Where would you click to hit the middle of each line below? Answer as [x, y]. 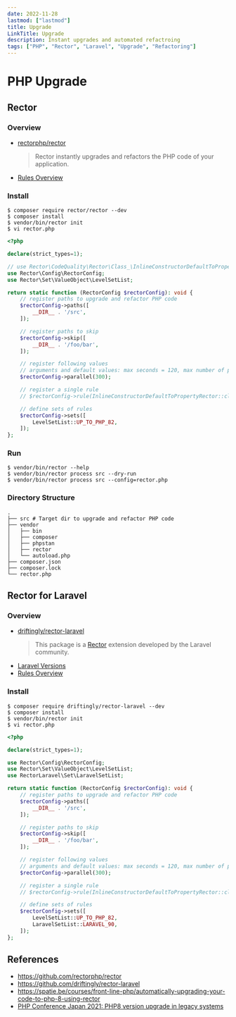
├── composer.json [34, 562]
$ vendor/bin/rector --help [48, 468]
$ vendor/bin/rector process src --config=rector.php [88, 480]
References [33, 960]
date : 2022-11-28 [33, 14]
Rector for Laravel [47, 596]
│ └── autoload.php [39, 555]
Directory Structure [41, 498]
